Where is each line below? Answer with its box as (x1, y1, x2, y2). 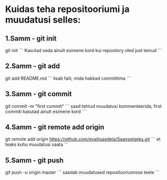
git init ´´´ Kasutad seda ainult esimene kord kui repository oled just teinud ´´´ (5, 48, 162, 53)
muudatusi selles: (5, 14, 81, 26)
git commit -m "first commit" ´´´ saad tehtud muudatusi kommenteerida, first (5, 103, 162, 109)
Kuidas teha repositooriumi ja (5, 4, 130, 15)
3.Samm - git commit (5, 90, 72, 98)
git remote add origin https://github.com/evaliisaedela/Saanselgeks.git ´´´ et (5, 136, 161, 142)
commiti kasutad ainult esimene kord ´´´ (5, 108, 86, 114)
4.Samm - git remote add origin (5, 123, 104, 131)
